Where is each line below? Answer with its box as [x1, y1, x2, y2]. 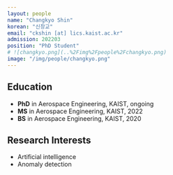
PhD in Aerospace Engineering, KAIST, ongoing [17, 99, 154, 108]
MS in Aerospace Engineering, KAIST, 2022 [17, 107, 143, 115]
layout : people [7, 10, 52, 17]
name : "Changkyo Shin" [7, 17, 73, 24]
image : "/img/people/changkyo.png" [7, 56, 111, 62]
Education [7, 81, 53, 93]
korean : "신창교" [7, 23, 54, 30]
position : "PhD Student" [7, 42, 80, 49]
